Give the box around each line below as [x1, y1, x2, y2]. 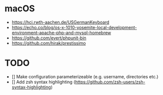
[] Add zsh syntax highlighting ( [11, 79, 76, 85]
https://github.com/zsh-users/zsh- [75, 79, 145, 85]
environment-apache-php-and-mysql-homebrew [11, 30, 111, 35]
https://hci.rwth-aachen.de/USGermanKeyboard [11, 19, 109, 25]
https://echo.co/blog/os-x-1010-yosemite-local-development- [11, 24, 137, 30]
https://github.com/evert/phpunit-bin [11, 35, 86, 41]
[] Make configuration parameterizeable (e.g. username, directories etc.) [11, 73, 159, 79]
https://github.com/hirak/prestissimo [11, 40, 86, 46]
